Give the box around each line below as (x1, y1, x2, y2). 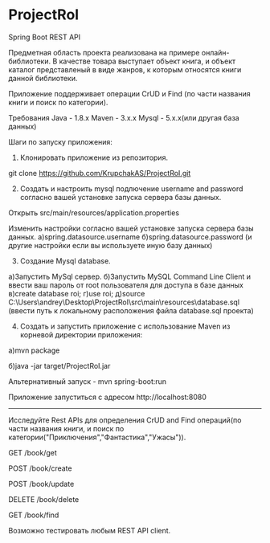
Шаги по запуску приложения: (8, 137, 112, 146)
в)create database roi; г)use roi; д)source (8, 288, 145, 298)
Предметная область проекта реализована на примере (8, 47, 200, 57)
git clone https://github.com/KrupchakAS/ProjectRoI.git (8, 168, 191, 178)
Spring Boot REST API (8, 32, 81, 42)
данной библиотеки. (8, 73, 78, 83)
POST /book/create (8, 463, 72, 473)
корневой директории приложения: (19, 329, 143, 339)
